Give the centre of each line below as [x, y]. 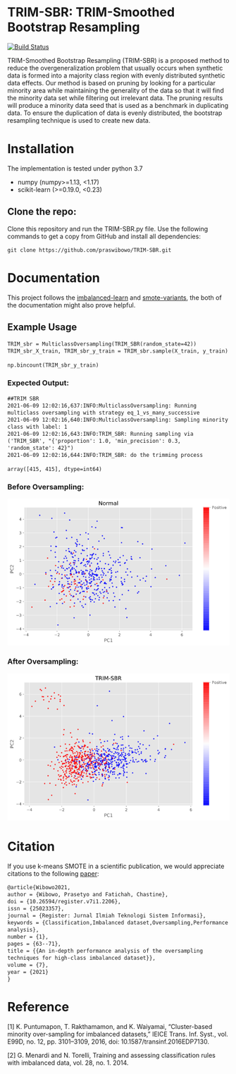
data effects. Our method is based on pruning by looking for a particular [112, 83]
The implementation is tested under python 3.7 [75, 168]
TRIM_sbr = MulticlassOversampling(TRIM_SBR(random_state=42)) [102, 344]
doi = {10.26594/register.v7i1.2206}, [64, 901]
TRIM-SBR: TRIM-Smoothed [91, 12]
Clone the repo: [42, 212]
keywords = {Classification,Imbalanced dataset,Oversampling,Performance [118, 922]
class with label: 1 [38, 427]
